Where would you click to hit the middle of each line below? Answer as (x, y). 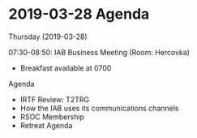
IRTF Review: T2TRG (55, 99)
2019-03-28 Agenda (79, 14)
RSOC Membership (52, 116)
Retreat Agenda (46, 125)
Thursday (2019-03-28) (48, 37)
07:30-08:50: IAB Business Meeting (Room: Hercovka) (99, 52)
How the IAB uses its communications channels (99, 108)
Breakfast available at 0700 (66, 68)
